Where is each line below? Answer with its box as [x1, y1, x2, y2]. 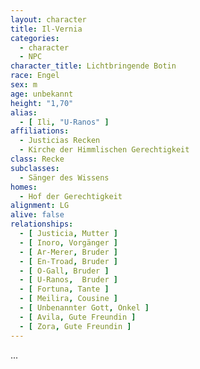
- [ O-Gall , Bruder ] [19, 266, 110, 276]
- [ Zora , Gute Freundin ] [19, 321, 132, 331]
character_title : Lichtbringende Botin [10, 61, 177, 71]
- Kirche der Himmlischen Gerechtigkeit [19, 145, 190, 155]
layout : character [10, 14, 87, 25]
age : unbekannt [10, 89, 74, 99]
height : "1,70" [10, 98, 74, 108]
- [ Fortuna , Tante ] [19, 284, 110, 295]
